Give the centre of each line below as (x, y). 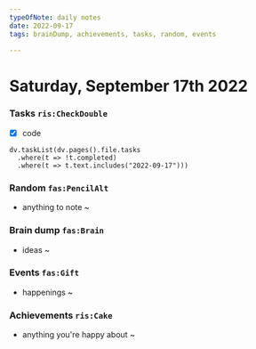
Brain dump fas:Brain (57, 231)
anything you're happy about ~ (79, 335)
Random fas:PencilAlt (59, 188)
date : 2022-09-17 (41, 26)
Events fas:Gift (44, 272)
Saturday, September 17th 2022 (129, 86)
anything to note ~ (56, 207)
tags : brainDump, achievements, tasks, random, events (113, 34)
